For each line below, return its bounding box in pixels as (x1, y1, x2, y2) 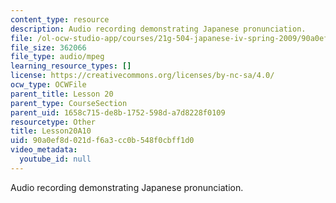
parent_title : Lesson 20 (10, 89, 114, 99)
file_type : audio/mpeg (10, 52, 105, 62)
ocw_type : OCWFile (10, 80, 87, 90)
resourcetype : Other (10, 117, 97, 127)
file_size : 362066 (10, 42, 87, 53)
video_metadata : (10, 145, 78, 155)
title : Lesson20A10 (10, 126, 92, 136)
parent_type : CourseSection (10, 98, 128, 108)
